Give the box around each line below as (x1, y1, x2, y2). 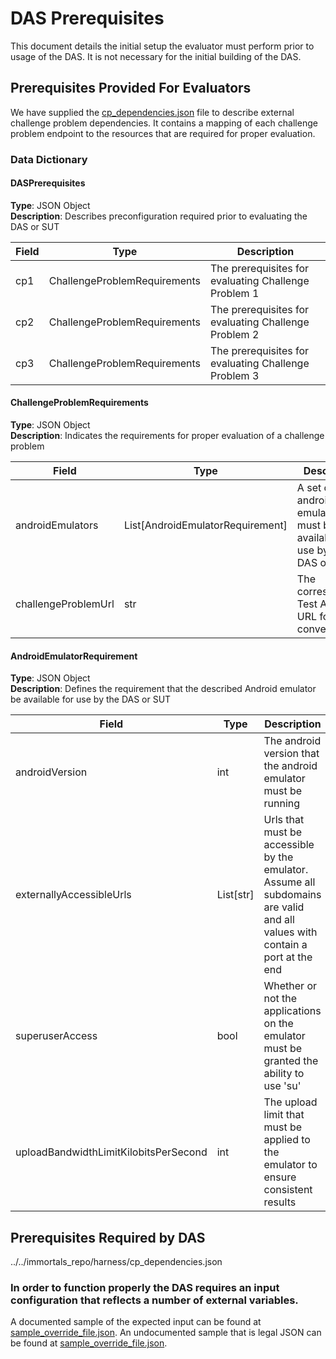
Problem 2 (210, 327, 260, 341)
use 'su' (263, 1079, 302, 1093)
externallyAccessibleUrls (15, 888, 132, 902)
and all (263, 913, 295, 927)
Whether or (263, 979, 318, 993)
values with (263, 925, 318, 939)
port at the (263, 950, 313, 964)
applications (263, 1004, 322, 1018)
